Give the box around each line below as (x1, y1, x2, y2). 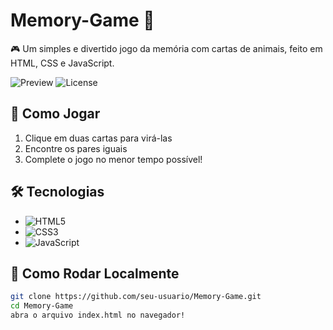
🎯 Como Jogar (10, 105, 101, 123)
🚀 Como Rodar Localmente (10, 265, 180, 282)
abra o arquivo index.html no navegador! (10, 310, 186, 321)
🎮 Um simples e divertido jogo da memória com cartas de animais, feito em (10, 42, 323, 54)
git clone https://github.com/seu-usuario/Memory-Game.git (10, 292, 262, 302)
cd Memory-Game (10, 301, 74, 311)
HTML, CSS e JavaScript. (10, 57, 115, 69)
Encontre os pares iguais (24, 142, 128, 154)
